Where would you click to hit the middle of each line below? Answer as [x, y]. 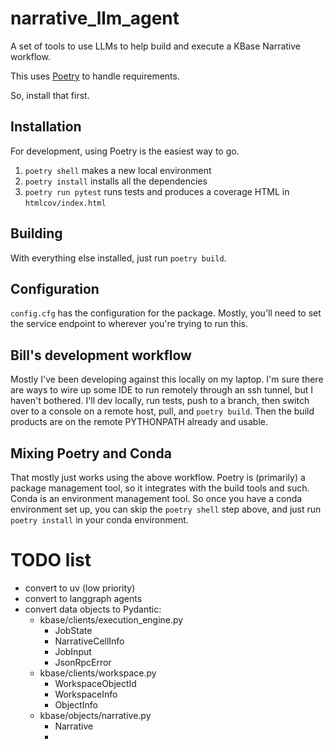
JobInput [73, 651]
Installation [46, 127]
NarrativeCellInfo [89, 641]
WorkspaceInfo [86, 694]
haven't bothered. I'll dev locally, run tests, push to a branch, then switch [160, 401]
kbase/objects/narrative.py [95, 715]
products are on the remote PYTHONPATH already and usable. [139, 422]
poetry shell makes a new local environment [118, 170]
